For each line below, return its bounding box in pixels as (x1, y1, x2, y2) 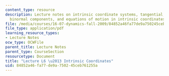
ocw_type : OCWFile (5, 40, 44, 45)
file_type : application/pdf (5, 26, 64, 31)
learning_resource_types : (5, 30, 59, 35)
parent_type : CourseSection (5, 49, 64, 54)
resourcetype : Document (5, 53, 55, 59)
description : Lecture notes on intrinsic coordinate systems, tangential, (5, 12, 165, 17)
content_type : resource (5, 7, 55, 12)
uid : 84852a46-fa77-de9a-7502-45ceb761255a (5, 63, 98, 68)
